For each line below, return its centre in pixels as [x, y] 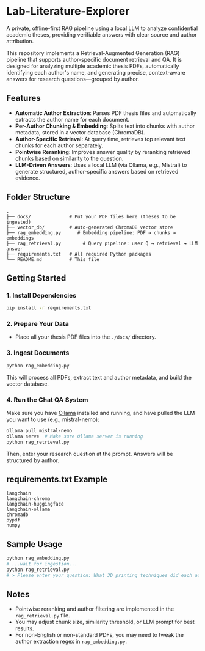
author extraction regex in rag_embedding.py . [71, 642]
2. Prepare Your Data [38, 324]
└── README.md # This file [53, 259]
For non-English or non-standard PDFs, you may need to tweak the [99, 635]
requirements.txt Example [57, 479]
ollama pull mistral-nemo [39, 430]
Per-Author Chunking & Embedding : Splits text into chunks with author [105, 126]
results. [25, 628]
